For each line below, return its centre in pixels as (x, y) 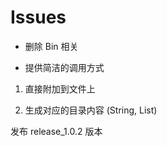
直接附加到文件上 (60, 88)
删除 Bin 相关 (51, 46)
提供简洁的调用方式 (64, 67)
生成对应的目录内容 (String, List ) (91, 110)
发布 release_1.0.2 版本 (56, 131)
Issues (38, 17)
